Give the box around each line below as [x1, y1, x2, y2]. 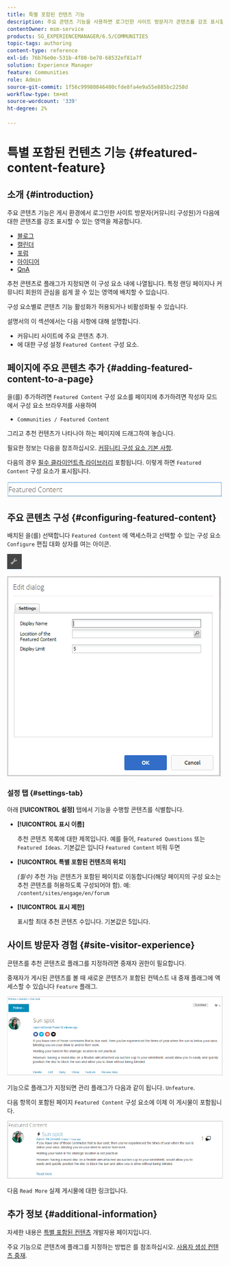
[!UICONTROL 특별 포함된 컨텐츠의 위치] [16, 858, 127, 866]
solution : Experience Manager [7, 62, 94, 69]
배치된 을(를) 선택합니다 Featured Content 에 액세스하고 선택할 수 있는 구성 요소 [7, 531, 221, 540]
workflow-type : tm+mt [7, 91, 69, 97]
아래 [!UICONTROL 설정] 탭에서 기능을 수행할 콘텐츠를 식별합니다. [7, 805, 184, 814]
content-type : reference [7, 47, 78, 54]
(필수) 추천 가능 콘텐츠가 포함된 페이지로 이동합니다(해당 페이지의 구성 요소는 [16, 872, 221, 880]
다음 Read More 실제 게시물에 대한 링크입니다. [7, 1186, 128, 1195]
